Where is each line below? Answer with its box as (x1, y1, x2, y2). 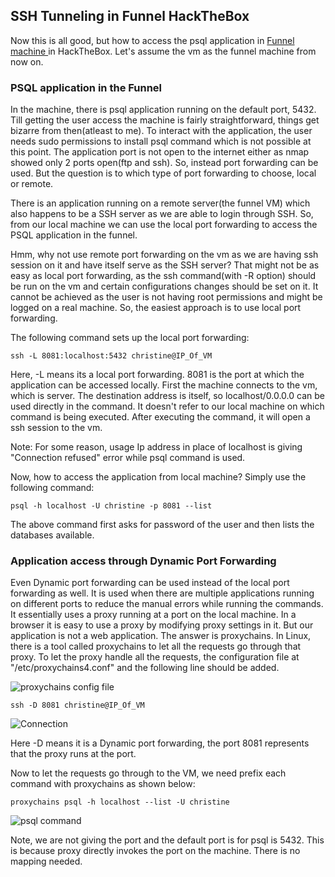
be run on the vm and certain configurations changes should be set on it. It (10, 280, 319, 293)
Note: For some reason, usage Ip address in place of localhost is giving (10, 441, 303, 453)
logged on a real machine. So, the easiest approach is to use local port (10, 302, 302, 314)
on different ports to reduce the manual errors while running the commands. (10, 598, 324, 610)
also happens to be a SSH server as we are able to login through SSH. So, (10, 208, 314, 220)
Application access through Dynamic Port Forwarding (10, 554, 277, 568)
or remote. (10, 178, 54, 190)
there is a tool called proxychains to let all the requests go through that (10, 640, 302, 653)
